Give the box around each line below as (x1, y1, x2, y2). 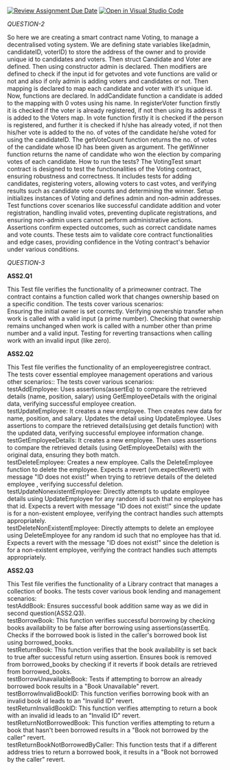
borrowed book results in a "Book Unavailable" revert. (7, 682, 160, 690)
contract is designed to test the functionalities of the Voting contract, (7, 165, 202, 173)
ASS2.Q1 (7, 272, 33, 280)
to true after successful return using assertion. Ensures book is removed (7, 653, 211, 661)
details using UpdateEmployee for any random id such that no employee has (7, 495, 223, 502)
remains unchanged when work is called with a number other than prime (7, 322, 213, 330)
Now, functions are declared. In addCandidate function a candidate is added (7, 92, 223, 100)
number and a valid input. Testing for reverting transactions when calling (7, 329, 213, 337)
